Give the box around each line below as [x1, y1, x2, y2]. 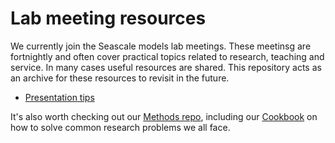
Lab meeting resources [10, 7, 207, 30]
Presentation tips [24, 91, 95, 103]
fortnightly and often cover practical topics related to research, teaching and [10, 50, 325, 62]
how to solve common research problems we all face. [10, 121, 231, 133]
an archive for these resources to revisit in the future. [10, 72, 230, 84]
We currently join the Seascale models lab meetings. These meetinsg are [10, 40, 312, 52]
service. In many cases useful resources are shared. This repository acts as [10, 61, 322, 73]
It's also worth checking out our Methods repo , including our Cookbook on [10, 110, 318, 122]
